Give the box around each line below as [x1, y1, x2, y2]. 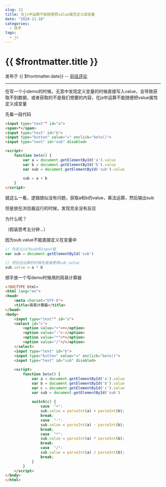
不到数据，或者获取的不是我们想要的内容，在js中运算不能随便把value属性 [9, 95, 158, 100]
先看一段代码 [5, 111, 31, 117]
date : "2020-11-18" [5, 16, 45, 21]
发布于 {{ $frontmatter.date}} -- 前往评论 [5, 73, 87, 79]
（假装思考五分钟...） [5, 226, 48, 233]
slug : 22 [5, 7, 23, 12]
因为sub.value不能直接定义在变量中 [5, 237, 77, 243]
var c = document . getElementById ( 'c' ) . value [31, 386, 125, 390]
